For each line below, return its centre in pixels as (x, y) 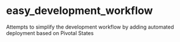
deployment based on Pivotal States (50, 33)
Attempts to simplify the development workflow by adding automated (90, 27)
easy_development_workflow (80, 11)
